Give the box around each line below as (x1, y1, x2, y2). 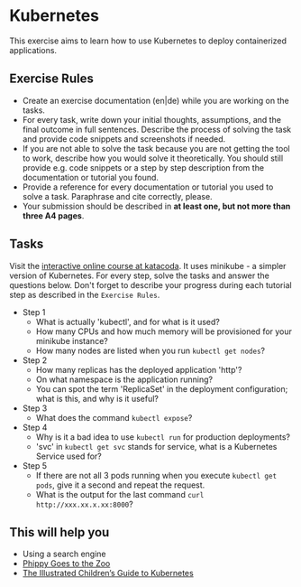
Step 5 (22, 460, 48, 471)
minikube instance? (35, 335, 108, 346)
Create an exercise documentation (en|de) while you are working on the (22, 95, 290, 106)
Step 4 (22, 422, 48, 433)
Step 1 (22, 306, 46, 317)
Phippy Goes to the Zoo (22, 558, 111, 569)
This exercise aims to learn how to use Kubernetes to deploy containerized (9, 35, 287, 46)
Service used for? (35, 451, 102, 461)
